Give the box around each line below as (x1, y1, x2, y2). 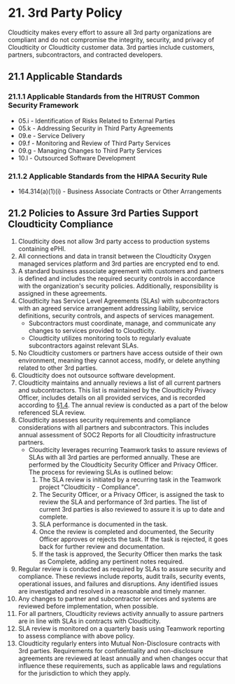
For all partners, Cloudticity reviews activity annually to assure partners (17, 609, 224, 617)
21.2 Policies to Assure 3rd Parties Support (8, 207, 199, 219)
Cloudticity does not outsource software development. (17, 371, 176, 379)
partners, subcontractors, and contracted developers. (8, 50, 163, 59)
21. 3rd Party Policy (8, 5, 123, 21)
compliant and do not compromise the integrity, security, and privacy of (8, 35, 215, 43)
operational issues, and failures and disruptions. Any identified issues (17, 580, 219, 588)
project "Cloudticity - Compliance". (38, 482, 141, 491)
